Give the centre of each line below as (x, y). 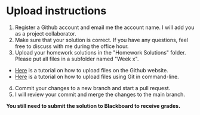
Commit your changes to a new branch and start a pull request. (93, 88)
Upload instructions (56, 11)
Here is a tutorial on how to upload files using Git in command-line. (97, 76)
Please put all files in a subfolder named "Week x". (77, 59)
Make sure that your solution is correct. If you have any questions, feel (101, 40)
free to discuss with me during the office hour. (72, 46)
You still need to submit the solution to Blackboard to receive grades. (93, 106)
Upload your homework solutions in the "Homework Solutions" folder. (100, 52)
